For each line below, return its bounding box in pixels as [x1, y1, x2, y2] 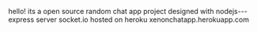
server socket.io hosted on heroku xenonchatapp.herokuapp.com [35, 15, 249, 24]
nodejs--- [216, 7, 248, 16]
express [8, 15, 35, 24]
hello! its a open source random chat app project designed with [8, 7, 215, 16]
